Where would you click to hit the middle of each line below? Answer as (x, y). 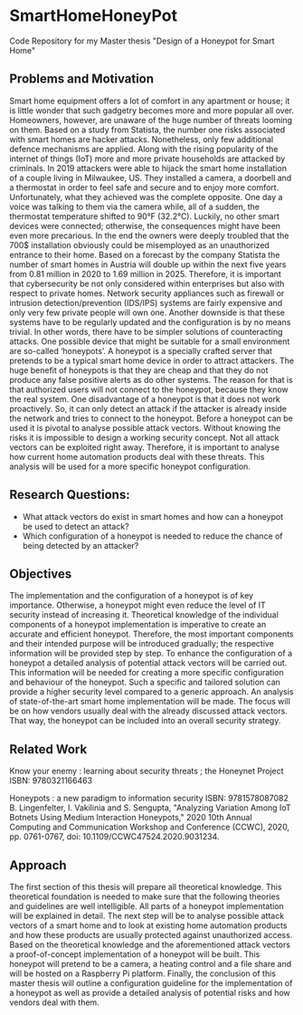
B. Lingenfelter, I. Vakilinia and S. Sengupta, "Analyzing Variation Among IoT (150, 808)
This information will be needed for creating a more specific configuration (147, 673)
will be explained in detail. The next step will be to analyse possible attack (147, 916)
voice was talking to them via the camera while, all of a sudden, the (135, 206)
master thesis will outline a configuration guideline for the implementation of (151, 983)
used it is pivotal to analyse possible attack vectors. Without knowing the (145, 427)
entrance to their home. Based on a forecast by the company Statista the (145, 254)
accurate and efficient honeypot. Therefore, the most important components (151, 634)
